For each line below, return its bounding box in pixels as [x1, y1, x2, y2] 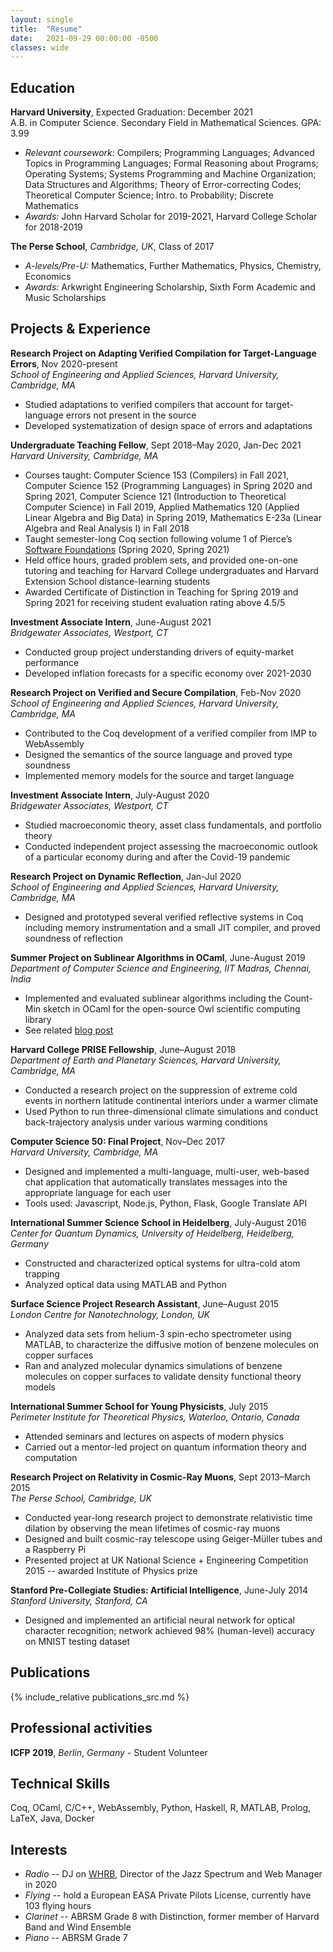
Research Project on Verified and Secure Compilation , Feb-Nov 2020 [10, 686, 302, 698]
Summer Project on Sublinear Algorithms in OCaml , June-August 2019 [10, 951, 306, 963]
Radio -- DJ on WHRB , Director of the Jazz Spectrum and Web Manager [24, 1868, 323, 1880]
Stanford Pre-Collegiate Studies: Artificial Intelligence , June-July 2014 [10, 1584, 309, 1596]
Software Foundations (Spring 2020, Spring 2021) [24, 543, 230, 555]
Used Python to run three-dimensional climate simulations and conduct [24, 1105, 318, 1117]
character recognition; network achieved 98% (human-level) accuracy [24, 1624, 315, 1636]
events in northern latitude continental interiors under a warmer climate [24, 1094, 319, 1106]
